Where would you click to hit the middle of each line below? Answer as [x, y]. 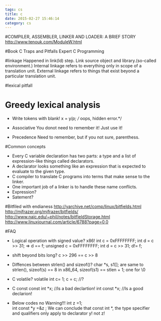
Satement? [23, 197]
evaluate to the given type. [38, 171]
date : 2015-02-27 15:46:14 [32, 18]
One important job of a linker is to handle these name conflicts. [75, 187]
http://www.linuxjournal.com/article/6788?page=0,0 [57, 222]
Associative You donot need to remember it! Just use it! [67, 128]
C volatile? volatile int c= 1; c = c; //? [48, 279]
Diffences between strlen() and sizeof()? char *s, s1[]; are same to [78, 265]
